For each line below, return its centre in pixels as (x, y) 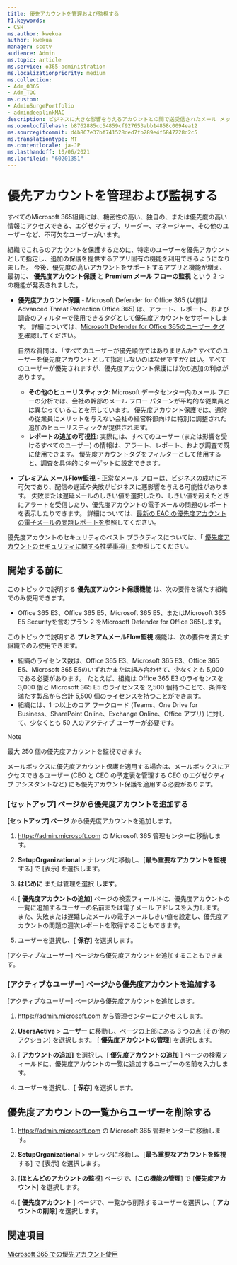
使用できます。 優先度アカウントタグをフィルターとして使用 (122, 454)
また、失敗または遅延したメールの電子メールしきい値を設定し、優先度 (120, 916)
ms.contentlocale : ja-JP (44, 146)
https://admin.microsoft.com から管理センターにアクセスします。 (112, 1016)
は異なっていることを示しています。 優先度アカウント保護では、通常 (128, 410)
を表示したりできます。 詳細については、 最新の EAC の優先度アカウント (122, 513)
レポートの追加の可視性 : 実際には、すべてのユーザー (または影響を (125, 436)
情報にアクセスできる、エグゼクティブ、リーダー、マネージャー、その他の (115, 225)
